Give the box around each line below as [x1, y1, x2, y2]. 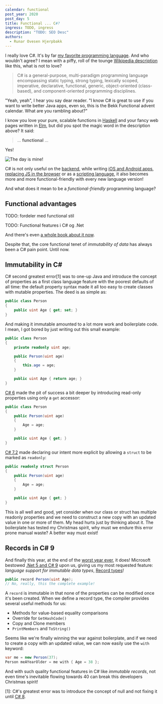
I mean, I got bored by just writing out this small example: [5, 326, 120, 332]
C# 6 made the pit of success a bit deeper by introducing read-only [5, 390, 141, 396]
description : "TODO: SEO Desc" [5, 30, 69, 35]
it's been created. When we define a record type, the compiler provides [5, 595, 149, 601]
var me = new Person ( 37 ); [5, 655, 58, 660]
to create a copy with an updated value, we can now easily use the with [5, 640, 150, 646]
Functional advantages [5, 200, 77, 208]
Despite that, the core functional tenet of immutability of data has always [5, 241, 153, 247]
